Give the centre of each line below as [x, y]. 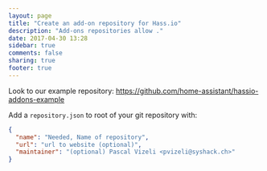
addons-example [37, 99]
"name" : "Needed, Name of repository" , [82, 137]
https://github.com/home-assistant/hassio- [187, 91]
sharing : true [32, 61]
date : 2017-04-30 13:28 [48, 38]
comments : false [35, 53]
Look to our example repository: [61, 91]
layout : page [30, 16]
